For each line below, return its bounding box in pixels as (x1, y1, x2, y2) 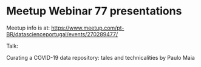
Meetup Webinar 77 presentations (6, 4, 182, 18)
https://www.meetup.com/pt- (51, 24, 124, 31)
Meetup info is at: (6, 24, 50, 31)
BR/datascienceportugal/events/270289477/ (6, 30, 118, 37)
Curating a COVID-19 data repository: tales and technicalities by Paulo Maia (6, 54, 196, 61)
